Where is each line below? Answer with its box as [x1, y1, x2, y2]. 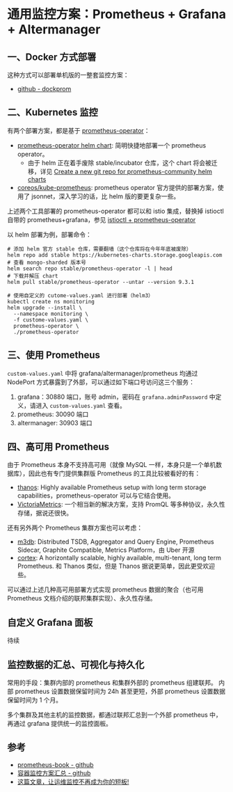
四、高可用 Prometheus [7, 441, 110, 453]
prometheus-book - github [17, 760, 94, 769]
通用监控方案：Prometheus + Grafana [7, 6, 226, 22]
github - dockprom [17, 85, 72, 93]
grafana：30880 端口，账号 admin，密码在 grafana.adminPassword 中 [17, 393, 216, 401]
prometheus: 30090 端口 [17, 410, 89, 418]
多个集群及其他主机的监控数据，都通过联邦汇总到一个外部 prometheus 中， [7, 711, 222, 719]
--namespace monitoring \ [13, 310, 89, 317]
